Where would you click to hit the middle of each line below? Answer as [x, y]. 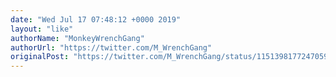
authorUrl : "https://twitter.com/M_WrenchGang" [111, 47]
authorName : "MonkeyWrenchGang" [77, 38]
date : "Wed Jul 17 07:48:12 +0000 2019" [96, 19]
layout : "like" [42, 29]
